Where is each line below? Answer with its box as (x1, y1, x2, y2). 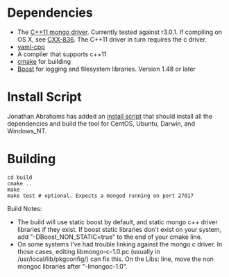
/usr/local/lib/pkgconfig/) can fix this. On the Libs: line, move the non (17, 255, 214, 263)
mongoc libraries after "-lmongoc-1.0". (17, 262, 128, 270)
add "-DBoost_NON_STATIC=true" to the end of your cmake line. (17, 233, 203, 241)
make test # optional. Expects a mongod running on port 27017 (7, 192, 194, 199)
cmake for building (17, 57, 71, 65)
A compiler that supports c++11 (17, 50, 107, 58)
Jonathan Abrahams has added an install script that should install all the (7, 112, 213, 120)
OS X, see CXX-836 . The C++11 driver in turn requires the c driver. (17, 35, 207, 43)
